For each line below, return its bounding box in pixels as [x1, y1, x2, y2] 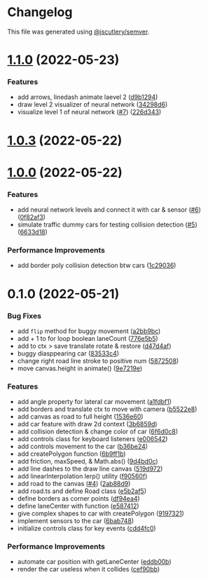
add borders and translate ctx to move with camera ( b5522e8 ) [17, 405, 197, 414]
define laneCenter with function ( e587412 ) [17, 502, 139, 511]
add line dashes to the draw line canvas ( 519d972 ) [17, 464, 163, 473]
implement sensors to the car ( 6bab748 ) [17, 517, 134, 525]
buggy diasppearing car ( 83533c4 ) [17, 349, 120, 358]
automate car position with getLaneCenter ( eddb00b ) [17, 558, 172, 566]
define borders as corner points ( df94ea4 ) [17, 494, 140, 503]
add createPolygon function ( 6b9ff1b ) [17, 450, 126, 458]
